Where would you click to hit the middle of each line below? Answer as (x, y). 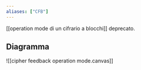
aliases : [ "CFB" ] (27, 11)
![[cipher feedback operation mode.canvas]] (60, 61)
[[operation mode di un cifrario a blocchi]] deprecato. (70, 28)
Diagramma (28, 47)
